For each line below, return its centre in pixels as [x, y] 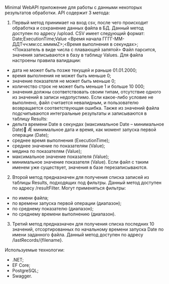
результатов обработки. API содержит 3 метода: [57, 13]
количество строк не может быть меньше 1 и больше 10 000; [78, 86]
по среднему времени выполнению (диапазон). [64, 214]
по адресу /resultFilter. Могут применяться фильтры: [69, 188]
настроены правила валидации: [47, 60]
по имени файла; [30, 198]
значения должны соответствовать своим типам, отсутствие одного [87, 92]
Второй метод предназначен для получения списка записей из [80, 177]
